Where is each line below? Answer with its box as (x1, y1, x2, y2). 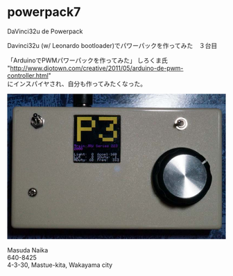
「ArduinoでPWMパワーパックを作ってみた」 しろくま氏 (7, 56, 169, 64)
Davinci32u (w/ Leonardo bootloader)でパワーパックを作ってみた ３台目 (7, 41, 218, 49)
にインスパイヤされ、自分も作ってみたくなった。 (7, 79, 147, 87)
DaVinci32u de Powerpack (7, 27, 83, 35)
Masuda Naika (7, 246, 49, 255)
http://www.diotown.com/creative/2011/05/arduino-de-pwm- (10, 64, 184, 72)
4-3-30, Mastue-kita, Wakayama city (7, 261, 113, 269)
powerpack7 (7, 4, 81, 20)
